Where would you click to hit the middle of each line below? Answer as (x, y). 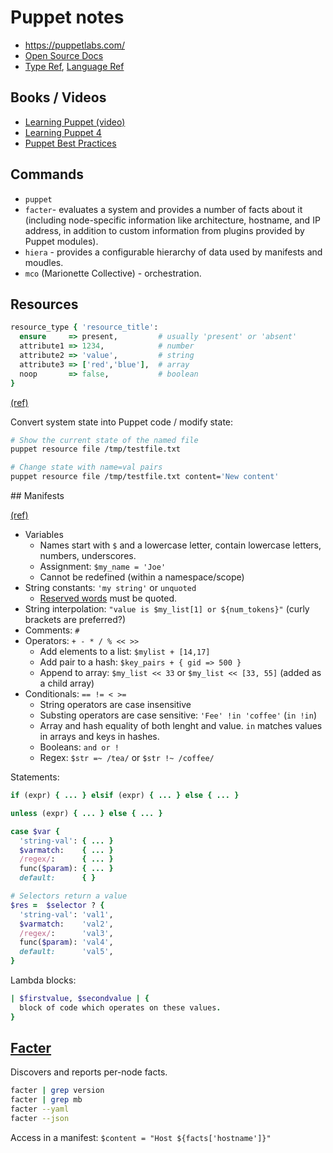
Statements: (35, 777)
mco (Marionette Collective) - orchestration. (113, 273)
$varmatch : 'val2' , (66, 924)
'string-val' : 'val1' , (66, 914)
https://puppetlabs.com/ (75, 45)
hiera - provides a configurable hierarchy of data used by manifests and (173, 252)
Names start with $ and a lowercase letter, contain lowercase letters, (180, 545)
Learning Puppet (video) (75, 122)
